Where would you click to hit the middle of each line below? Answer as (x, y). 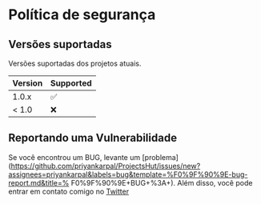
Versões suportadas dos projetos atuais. (75, 63)
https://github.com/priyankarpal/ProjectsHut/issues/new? (106, 166)
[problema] (160, 157)
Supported (71, 83)
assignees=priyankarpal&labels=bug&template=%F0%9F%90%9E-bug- (128, 174)
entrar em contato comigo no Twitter (69, 191)
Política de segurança (82, 15)
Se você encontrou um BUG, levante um (74, 157)
